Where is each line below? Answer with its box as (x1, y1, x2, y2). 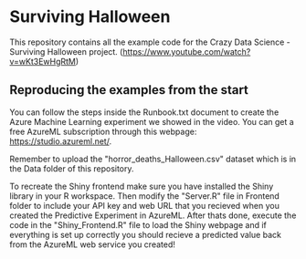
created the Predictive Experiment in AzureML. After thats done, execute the (9, 210, 297, 221)
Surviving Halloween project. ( (9, 46, 123, 57)
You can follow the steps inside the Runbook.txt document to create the (9, 107, 280, 118)
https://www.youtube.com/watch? (122, 46, 251, 57)
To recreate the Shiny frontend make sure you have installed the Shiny (9, 181, 274, 192)
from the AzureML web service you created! (9, 239, 176, 250)
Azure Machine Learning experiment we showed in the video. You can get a (9, 116, 294, 127)
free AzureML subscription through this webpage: (9, 126, 197, 137)
